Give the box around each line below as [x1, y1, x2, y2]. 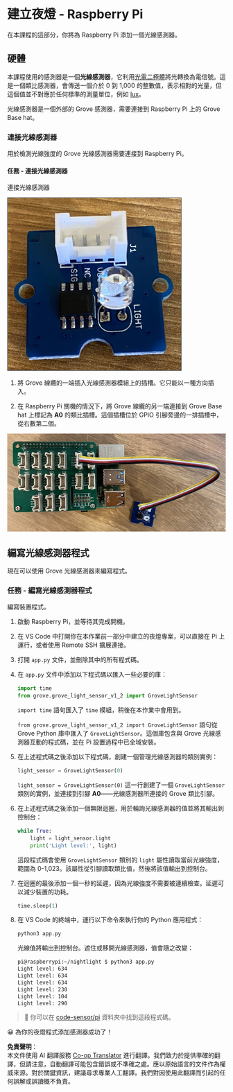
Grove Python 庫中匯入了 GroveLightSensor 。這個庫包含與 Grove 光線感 [17, 729, 222, 738]
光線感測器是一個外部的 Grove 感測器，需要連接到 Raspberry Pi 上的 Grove [7, 105, 221, 113]
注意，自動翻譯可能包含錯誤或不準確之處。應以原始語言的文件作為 [31, 1060, 220, 1068]
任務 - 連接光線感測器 [7, 166, 68, 175]
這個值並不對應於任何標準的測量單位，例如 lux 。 [7, 89, 146, 98]
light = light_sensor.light [30, 835, 111, 842]
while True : [17, 827, 52, 834]
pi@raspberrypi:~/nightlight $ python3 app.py [17, 958, 155, 966]
